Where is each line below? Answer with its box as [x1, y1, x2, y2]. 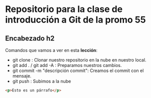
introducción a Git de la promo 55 [5, 14, 146, 25]
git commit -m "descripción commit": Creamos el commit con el [12, 67, 144, 73]
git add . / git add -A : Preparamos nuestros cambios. [12, 62, 122, 68]
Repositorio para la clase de [5, 3, 123, 15]
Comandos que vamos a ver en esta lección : [5, 47, 97, 53]
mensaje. [12, 73, 31, 78]
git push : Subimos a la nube [12, 78, 71, 84]
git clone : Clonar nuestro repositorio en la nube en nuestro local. [12, 57, 146, 63]
